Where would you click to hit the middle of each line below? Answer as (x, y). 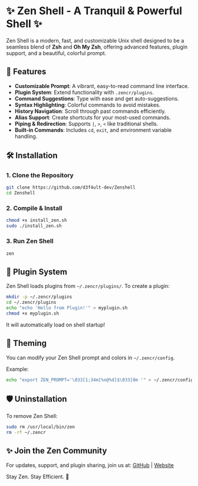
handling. (26, 136)
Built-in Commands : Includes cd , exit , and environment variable (93, 130)
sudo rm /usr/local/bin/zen (41, 427)
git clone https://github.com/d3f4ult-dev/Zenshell (71, 187)
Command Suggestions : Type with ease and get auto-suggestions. (97, 98)
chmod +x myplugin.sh (33, 313)
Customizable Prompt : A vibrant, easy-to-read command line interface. (102, 86)
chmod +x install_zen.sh (37, 221)
